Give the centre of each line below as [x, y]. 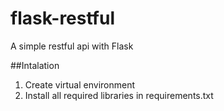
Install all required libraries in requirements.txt [119, 95]
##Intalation [35, 65]
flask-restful [62, 18]
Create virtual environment [80, 84]
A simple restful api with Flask [72, 46]
